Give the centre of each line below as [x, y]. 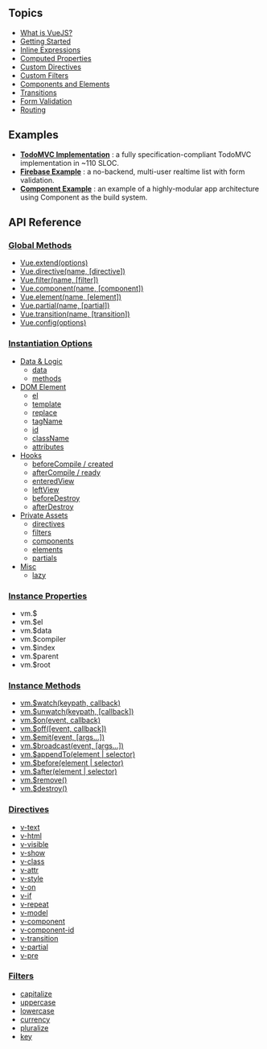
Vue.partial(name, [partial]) [65, 306]
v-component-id [47, 930]
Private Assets [44, 515]
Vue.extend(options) [54, 263]
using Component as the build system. [84, 197]
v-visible [34, 844]
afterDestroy [53, 506]
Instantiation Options [50, 344]
